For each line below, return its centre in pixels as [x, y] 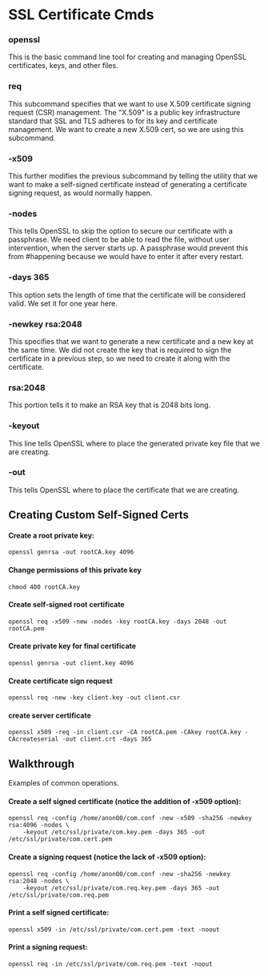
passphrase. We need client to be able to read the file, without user [119, 240]
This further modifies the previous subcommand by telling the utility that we [133, 176]
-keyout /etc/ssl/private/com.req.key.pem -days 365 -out [121, 888]
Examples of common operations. [64, 783]
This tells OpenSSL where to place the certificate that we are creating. [124, 490]
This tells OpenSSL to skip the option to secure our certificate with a [121, 231]
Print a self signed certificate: [59, 913]
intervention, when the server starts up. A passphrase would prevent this [128, 248]
